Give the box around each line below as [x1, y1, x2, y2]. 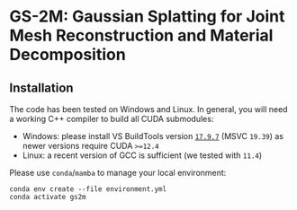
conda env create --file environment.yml [9, 185, 167, 194]
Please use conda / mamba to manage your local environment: [9, 168, 227, 178]
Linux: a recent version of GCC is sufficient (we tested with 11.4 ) [22, 150, 263, 161]
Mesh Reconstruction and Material [9, 25, 274, 46]
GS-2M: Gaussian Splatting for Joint [9, 6, 285, 27]
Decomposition [9, 45, 126, 65]
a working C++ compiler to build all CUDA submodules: [9, 114, 214, 124]
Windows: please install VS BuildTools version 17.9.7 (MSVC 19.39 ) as [22, 131, 283, 141]
